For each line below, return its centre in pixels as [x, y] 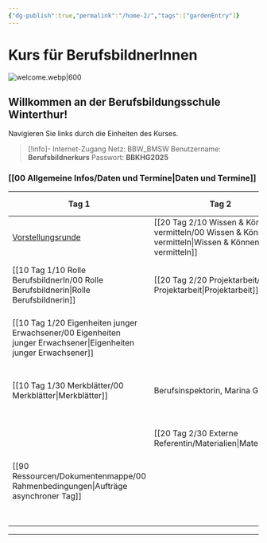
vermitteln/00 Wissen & [198, 232]
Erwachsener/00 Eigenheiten [66, 333]
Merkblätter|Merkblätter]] [60, 395]
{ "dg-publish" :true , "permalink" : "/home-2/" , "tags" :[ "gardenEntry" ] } [124, 16]
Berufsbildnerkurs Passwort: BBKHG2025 [98, 158]
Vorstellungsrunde [46, 237]
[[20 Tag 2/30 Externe [196, 433]
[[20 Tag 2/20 [180, 279]
